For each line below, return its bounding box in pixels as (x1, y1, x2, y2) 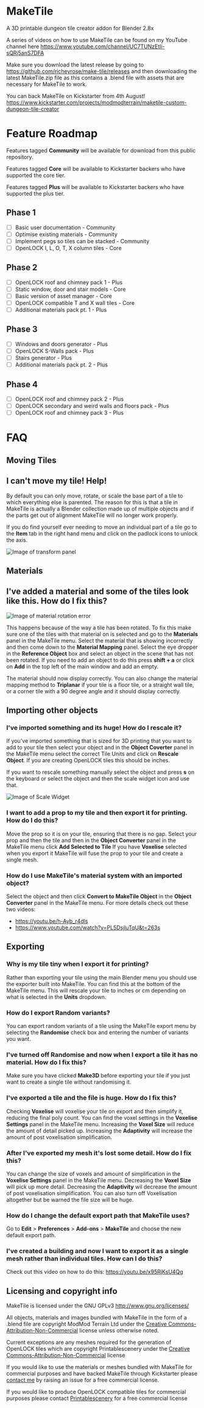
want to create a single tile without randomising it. (6, 1078, 132, 1086)
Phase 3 (6, 324, 38, 335)
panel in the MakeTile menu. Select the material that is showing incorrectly (6, 637, 193, 644)
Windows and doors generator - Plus (15, 340, 108, 348)
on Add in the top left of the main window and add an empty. (6, 663, 159, 670)
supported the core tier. (6, 171, 66, 179)
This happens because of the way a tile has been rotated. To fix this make (6, 624, 192, 631)
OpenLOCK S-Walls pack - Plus (15, 347, 94, 354)
